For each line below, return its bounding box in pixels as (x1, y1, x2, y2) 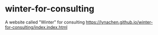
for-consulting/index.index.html (5, 24, 68, 30)
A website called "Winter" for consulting (5, 19, 85, 25)
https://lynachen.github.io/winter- (86, 19, 153, 25)
